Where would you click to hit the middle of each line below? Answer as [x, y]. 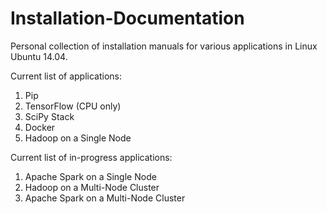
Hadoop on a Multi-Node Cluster [92, 187]
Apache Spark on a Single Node [90, 176]
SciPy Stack [49, 116]
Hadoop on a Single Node [78, 138]
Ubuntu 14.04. [39, 56]
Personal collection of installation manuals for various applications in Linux [164, 46]
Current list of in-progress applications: [91, 157]
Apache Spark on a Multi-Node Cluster [105, 198]
